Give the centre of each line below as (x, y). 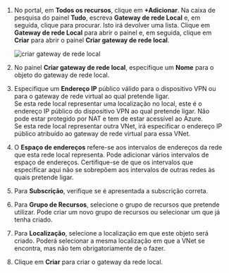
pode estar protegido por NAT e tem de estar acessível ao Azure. (108, 119)
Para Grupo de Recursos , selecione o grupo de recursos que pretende (117, 205)
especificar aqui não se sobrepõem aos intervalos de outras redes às (114, 170)
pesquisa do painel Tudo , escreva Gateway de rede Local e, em (107, 18)
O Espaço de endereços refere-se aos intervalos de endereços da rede (118, 147)
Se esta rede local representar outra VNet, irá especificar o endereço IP (118, 126)
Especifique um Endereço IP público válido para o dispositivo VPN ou (115, 89)
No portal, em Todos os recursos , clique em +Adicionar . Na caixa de (115, 10)
